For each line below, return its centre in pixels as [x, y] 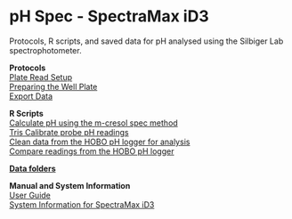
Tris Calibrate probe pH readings [69, 132]
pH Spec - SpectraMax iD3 [109, 16]
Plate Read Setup [41, 77]
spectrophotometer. [45, 50]
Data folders [32, 168]
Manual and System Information [70, 185]
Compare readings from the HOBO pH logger [92, 151]
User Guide [30, 195]
